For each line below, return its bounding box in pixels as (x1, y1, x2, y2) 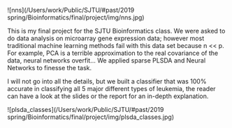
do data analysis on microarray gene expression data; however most (7, 34, 205, 42)
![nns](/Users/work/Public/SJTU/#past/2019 (7, 6, 135, 14)
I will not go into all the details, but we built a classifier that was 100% (7, 77, 207, 86)
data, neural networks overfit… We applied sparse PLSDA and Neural (7, 56, 206, 65)
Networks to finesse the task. (7, 64, 92, 72)
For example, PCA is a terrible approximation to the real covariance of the (7, 49, 219, 57)
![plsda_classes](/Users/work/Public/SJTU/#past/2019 (7, 106, 164, 113)
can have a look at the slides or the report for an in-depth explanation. (7, 92, 209, 100)
